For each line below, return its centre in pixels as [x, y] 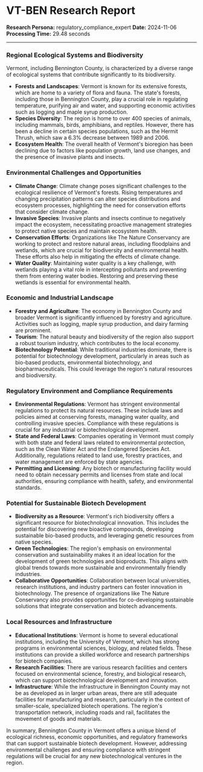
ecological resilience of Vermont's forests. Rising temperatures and [99, 192]
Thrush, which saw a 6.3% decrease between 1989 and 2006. [92, 138]
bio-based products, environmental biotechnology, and [83, 362]
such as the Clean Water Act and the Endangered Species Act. [93, 449]
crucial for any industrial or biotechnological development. [87, 430]
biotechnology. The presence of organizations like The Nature [92, 594]
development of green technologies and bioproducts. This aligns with [101, 561]
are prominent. [33, 330]
